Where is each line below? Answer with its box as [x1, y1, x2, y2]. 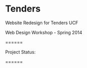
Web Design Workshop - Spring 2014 [5, 29, 82, 35]
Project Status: [5, 49, 36, 55]
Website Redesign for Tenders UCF [5, 20, 78, 26]
